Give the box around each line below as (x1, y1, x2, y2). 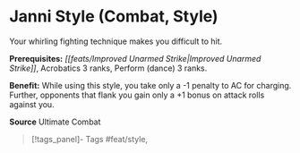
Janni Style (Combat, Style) (9, 6, 219, 27)
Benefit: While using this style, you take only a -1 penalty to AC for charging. (9, 80, 292, 90)
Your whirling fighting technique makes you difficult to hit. (9, 36, 223, 47)
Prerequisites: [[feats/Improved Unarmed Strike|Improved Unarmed (9, 53, 261, 64)
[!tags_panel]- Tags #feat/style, (30, 133, 149, 144)
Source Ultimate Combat (9, 116, 101, 127)
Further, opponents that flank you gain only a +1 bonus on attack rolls (9, 89, 265, 100)
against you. (9, 98, 56, 109)
